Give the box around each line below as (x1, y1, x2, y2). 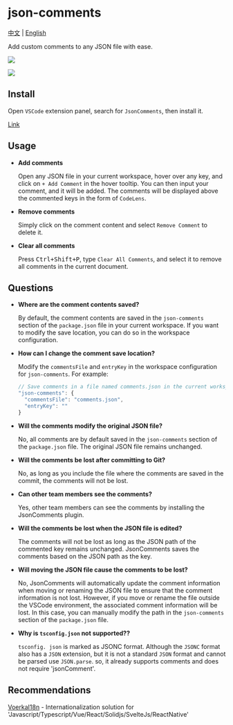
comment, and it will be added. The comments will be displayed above (17, 187, 218, 195)
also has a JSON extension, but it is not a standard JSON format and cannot (17, 650, 226, 658)
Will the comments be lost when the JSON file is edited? (17, 524, 183, 532)
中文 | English (8, 28, 47, 37)
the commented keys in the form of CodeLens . (17, 194, 147, 202)
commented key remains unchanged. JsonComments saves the (17, 545, 200, 553)
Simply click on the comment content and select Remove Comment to (17, 220, 208, 229)
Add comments (17, 158, 64, 167)
